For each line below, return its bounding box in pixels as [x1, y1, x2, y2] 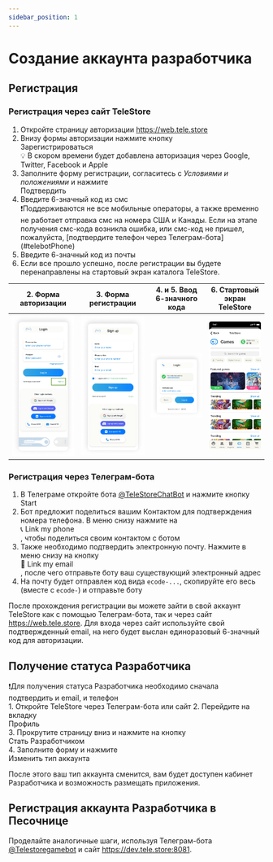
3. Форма [96, 289, 130, 299]
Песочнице [8, 814, 69, 828]
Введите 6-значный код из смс [19, 194, 128, 203]
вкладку [8, 711, 37, 720]
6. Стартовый [210, 285, 260, 295]
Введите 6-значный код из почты [19, 249, 136, 260]
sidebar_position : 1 [8, 13, 79, 21]
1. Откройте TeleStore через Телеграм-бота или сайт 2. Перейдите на [8, 702, 250, 711]
